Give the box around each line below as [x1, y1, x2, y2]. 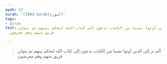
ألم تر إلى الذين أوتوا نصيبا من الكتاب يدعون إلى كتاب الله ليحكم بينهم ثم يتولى [17, 48, 161, 54]
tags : [5, 16, 16, 21]
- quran [5, 21, 21, 26]
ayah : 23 [5, 7, 23, 12]
